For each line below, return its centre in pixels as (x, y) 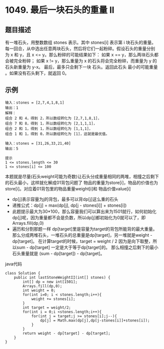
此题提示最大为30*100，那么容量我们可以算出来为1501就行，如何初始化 (84, 211)
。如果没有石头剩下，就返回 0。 (37, 73)
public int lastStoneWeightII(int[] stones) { (62, 277)
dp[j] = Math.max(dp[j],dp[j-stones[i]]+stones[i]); (95, 320)
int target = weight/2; (47, 307)
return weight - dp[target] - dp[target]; (67, 333)
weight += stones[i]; (53, 299)
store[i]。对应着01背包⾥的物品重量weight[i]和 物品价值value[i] (68, 188)
